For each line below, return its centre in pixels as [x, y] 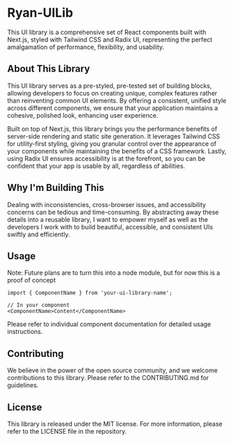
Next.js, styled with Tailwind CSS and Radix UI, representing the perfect [110, 39]
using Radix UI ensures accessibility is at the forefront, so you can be [106, 158]
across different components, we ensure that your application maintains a [113, 108]
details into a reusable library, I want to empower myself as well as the [108, 219]
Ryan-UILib [40, 13]
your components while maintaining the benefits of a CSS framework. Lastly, [117, 151]
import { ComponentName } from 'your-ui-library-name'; [90, 293]
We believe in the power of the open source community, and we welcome [112, 370]
